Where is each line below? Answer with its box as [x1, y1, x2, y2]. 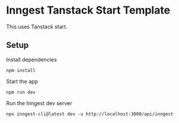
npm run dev [6, 89, 36, 95]
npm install [6, 67, 36, 73]
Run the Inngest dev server [6, 99, 72, 106]
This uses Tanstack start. [6, 23, 68, 30]
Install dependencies [6, 56, 57, 63]
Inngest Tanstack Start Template [6, 4, 171, 17]
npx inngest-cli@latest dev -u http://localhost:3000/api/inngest [6, 111, 174, 117]
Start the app [6, 77, 39, 85]
